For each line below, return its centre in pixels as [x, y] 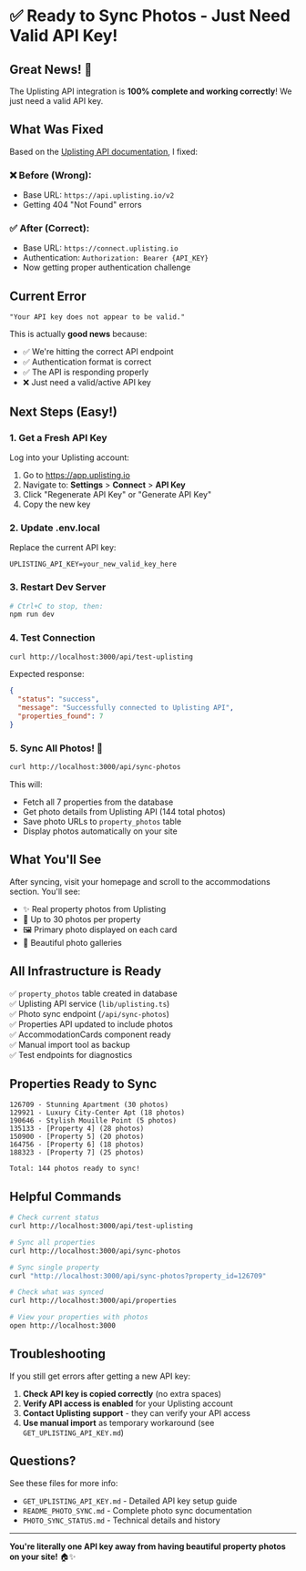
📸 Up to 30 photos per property [82, 919]
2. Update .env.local [55, 528]
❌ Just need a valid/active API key [87, 383]
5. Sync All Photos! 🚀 [56, 748]
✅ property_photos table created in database [93, 993]
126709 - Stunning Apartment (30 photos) [89, 1105]
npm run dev [32, 615]
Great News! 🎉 [51, 69]
